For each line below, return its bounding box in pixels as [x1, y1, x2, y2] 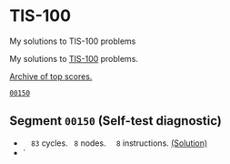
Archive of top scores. [9, 70, 93, 82]
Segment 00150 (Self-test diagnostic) [9, 113, 223, 128]
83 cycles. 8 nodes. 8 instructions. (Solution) [31, 138, 208, 149]
